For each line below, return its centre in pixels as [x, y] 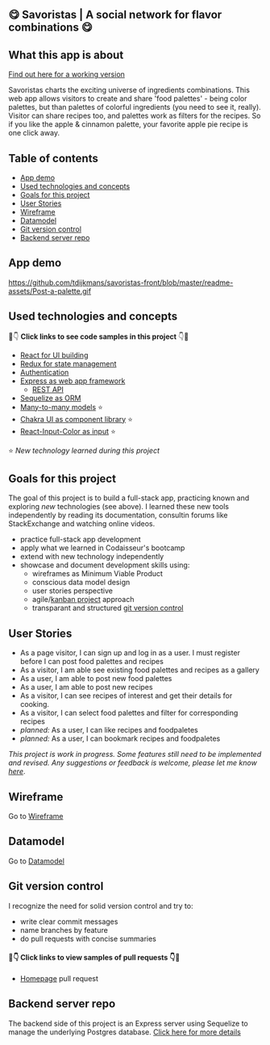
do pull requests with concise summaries [88, 938]
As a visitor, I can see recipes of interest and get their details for [126, 696]
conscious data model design [81, 583]
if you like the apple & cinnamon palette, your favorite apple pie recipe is [128, 124]
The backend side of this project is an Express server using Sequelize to [128, 1023]
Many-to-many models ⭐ [61, 407]
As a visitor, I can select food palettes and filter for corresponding [129, 713]
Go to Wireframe [36, 817]
